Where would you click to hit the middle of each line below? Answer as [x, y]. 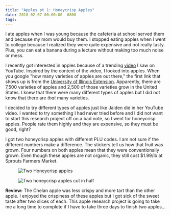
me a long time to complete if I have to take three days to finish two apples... [86, 207]
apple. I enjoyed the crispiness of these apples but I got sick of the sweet [82, 196]
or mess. [15, 56]
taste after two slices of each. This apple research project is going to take [83, 201]
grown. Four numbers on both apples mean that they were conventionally [82, 150]
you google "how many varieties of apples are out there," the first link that [83, 76]
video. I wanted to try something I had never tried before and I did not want [84, 113]
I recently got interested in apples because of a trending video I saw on [80, 65]
